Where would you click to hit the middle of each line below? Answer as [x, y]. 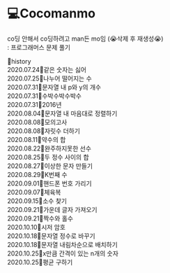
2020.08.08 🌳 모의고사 [37, 122]
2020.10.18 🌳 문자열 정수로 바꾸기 [51, 236]
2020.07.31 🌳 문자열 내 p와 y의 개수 [54, 87]
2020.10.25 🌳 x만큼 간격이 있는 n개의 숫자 [63, 253]
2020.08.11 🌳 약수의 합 [37, 139]
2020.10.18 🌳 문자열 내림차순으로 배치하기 [63, 244]
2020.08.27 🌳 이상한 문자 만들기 [50, 166]
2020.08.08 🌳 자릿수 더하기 [44, 131]
